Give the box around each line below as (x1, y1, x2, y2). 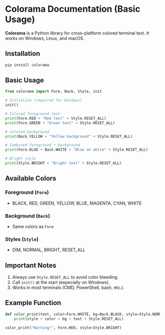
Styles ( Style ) (5, 235, 39, 242)
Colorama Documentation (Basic (5, 3, 141, 15)
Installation (5, 50, 40, 58)
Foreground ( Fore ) (5, 189, 49, 196)
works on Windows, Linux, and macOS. (5, 35, 84, 41)
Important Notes (5, 261, 56, 269)
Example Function (5, 299, 61, 307)
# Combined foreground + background (5, 143, 80, 148)
